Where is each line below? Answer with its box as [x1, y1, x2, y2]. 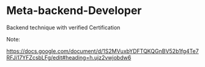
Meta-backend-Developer [6, 4, 142, 18]
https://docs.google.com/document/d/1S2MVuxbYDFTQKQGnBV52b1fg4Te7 [6, 47, 199, 55]
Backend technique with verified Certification [6, 24, 121, 31]
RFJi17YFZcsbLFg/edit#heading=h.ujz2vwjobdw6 [6, 54, 132, 61]
